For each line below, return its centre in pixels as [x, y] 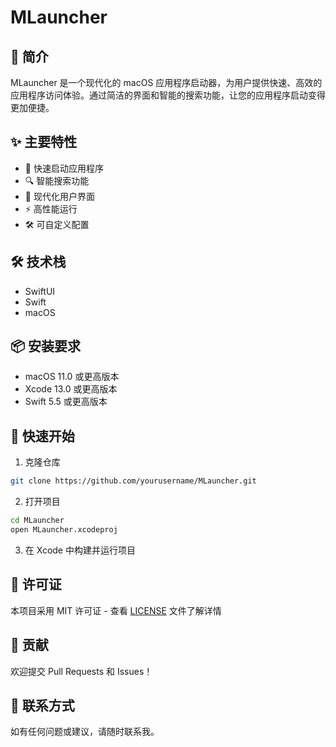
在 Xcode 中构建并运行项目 [80, 550]
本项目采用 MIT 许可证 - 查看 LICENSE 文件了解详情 [116, 610]
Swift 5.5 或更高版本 [66, 402]
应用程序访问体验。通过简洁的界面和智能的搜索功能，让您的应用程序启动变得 [168, 95]
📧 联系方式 [42, 705]
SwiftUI [40, 291]
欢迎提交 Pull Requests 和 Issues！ [81, 671]
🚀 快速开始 [42, 436]
